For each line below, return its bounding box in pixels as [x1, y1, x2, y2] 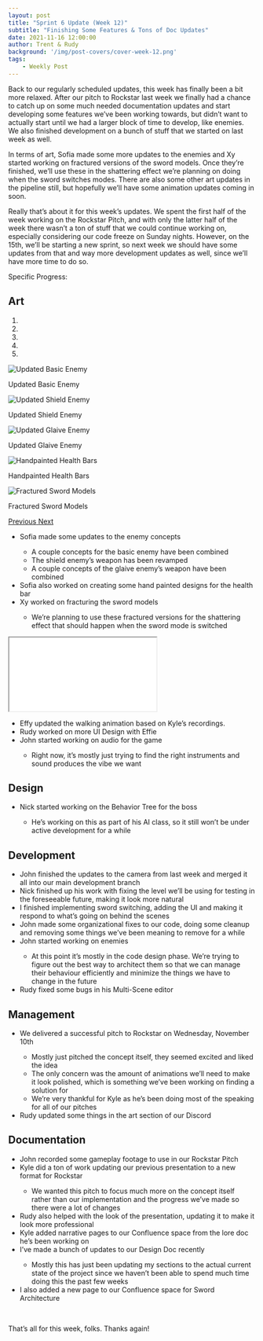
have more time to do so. [8, 256, 89, 266]
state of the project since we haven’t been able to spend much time [31, 1268, 250, 1277]
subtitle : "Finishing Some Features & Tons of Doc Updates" [8, 26, 210, 34]
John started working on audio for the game [19, 735, 163, 744]
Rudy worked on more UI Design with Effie [19, 726, 157, 736]
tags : [8, 56, 26, 64]
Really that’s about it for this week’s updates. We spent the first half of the [8, 206, 247, 216]
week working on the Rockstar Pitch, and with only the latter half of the [8, 215, 238, 224]
